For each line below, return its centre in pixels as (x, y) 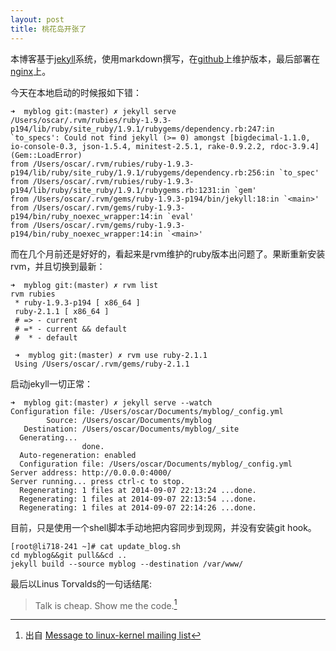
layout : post (37, 19)
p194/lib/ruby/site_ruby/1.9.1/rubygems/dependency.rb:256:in (142, 172)
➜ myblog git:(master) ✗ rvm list (84, 285)
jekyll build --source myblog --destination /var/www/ (127, 564)
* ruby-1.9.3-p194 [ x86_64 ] (77, 302)
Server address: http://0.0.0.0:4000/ (91, 472)
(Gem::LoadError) (46, 155)
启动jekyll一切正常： (51, 383)
